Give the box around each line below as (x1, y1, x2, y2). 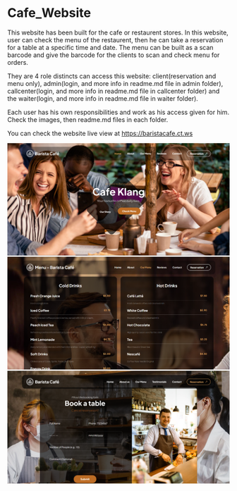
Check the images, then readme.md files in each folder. (7, 115, 169, 124)
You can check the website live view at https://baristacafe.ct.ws (7, 129, 193, 137)
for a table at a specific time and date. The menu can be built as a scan (7, 43, 214, 51)
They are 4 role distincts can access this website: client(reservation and (7, 72, 217, 80)
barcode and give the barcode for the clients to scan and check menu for (7, 51, 220, 59)
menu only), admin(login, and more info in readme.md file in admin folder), (7, 79, 224, 87)
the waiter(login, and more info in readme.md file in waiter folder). (7, 94, 199, 103)
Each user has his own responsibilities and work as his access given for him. (7, 108, 230, 116)
